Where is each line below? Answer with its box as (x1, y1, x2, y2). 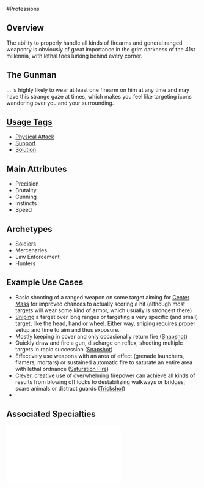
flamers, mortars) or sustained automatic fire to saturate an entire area (15, 358, 193, 366)
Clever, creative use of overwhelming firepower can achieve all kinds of (15, 372, 195, 379)
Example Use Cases (6, 277, 84, 288)
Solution (15, 146, 37, 154)
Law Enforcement (15, 253, 60, 261)
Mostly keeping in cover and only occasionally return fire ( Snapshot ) (15, 332, 188, 340)
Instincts (15, 200, 37, 207)
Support (15, 140, 36, 147)
